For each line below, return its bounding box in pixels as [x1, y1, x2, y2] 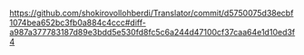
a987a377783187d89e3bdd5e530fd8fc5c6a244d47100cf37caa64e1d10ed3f [9, 27, 296, 37]
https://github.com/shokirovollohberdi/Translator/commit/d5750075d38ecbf [9, 8, 294, 18]
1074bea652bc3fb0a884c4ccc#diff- [9, 17, 147, 28]
